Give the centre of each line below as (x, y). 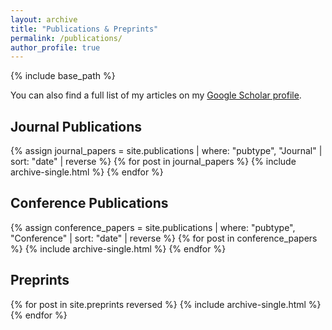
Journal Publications (76, 126)
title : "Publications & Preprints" (84, 29)
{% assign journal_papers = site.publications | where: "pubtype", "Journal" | (166, 151)
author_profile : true (55, 47)
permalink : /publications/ (66, 38)
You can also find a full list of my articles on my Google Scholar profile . (156, 95)
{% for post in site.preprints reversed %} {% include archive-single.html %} (166, 304)
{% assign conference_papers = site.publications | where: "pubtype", (153, 227)
